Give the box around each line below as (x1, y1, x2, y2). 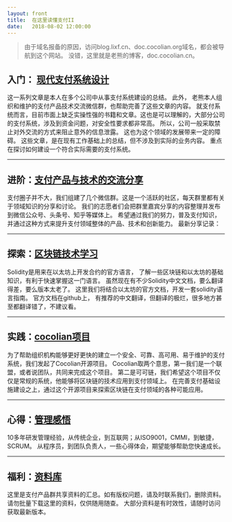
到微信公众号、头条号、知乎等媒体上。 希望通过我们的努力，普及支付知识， (7, 211, 221, 218)
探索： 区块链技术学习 (7, 248, 98, 260)
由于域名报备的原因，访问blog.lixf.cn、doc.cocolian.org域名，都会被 (23, 43, 219, 51)
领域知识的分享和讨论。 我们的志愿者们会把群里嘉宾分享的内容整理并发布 (12, 202, 221, 210)
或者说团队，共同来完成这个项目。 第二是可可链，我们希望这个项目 (19, 368, 209, 376)
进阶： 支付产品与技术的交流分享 (7, 174, 144, 185)
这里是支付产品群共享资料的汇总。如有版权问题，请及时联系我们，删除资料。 (7, 490, 225, 498)
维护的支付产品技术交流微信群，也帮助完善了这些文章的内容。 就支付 (19, 102, 215, 111)
